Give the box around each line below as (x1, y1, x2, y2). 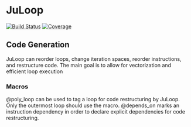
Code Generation (6, 40, 70, 50)
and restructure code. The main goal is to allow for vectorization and (6, 61, 172, 68)
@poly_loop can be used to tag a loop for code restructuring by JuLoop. (6, 96, 180, 103)
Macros (6, 83, 28, 91)
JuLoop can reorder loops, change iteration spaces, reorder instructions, (6, 55, 182, 62)
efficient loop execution (6, 68, 63, 75)
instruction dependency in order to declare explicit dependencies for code (6, 108, 186, 115)
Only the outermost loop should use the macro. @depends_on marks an (6, 102, 180, 109)
